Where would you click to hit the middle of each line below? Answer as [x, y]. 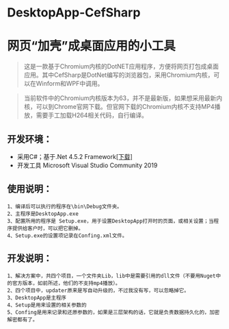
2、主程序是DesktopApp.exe [43, 214]
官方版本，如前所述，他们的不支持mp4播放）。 [66, 283]
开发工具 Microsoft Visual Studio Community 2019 [87, 165]
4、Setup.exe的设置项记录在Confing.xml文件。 [67, 235]
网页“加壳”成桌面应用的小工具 [92, 46]
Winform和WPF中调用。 [70, 84]
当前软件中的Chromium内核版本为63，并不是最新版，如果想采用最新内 [123, 98]
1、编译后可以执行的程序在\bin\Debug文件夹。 [65, 206]
